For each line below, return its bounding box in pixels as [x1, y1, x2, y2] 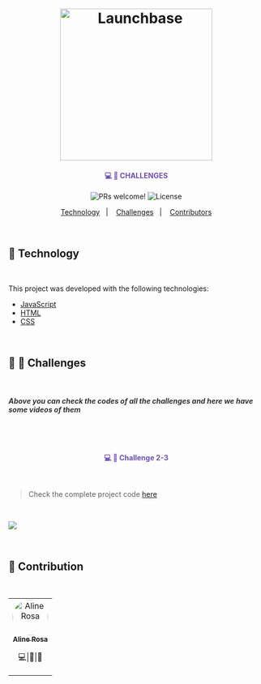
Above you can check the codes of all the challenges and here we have [8, 395, 254, 405]
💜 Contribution [8, 559, 83, 573]
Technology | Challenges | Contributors [60, 207, 212, 217]
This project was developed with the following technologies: [8, 284, 209, 293]
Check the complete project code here [28, 489, 158, 499]
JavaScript [19, 300, 57, 310]
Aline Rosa [12, 635, 49, 643]
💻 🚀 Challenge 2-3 [104, 452, 169, 462]
